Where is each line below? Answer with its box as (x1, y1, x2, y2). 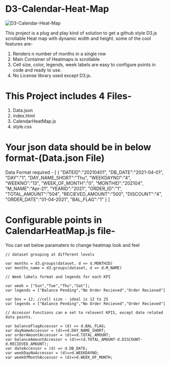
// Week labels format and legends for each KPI (5, 274, 111, 279)
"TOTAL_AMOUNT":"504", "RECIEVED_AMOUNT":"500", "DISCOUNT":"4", (5, 191, 162, 197)
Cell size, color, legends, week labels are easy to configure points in (12, 61, 156, 67)
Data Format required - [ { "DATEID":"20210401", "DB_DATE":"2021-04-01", (5, 169, 164, 175)
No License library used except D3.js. (12, 72, 92, 78)
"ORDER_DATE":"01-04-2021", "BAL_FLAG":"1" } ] (5, 196, 110, 202)
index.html (12, 112, 35, 119)
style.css (12, 123, 32, 129)
